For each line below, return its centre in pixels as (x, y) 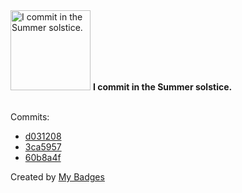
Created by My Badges (57, 177)
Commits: (30, 117)
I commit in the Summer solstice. (162, 87)
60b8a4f (43, 157)
